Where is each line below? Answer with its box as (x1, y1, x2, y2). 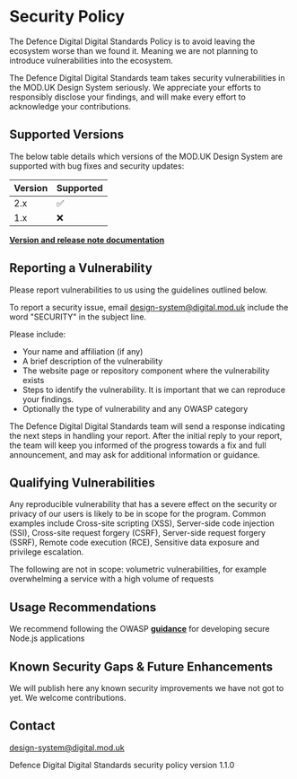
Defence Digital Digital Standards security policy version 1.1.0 (9, 759, 235, 770)
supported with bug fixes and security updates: (9, 160, 185, 171)
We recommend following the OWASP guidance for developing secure (9, 624, 270, 635)
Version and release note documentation (9, 234, 165, 245)
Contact (9, 718, 56, 733)
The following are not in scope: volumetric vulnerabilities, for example (9, 564, 267, 575)
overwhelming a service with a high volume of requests (9, 573, 214, 584)
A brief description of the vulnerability (22, 355, 163, 366)
